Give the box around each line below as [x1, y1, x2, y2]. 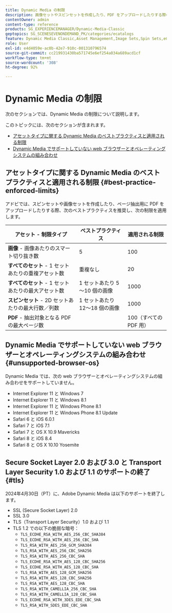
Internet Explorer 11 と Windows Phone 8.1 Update [12, 409, 118, 416]
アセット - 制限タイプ [14, 231, 68, 238]
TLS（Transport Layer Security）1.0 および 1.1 [12, 519, 109, 525]
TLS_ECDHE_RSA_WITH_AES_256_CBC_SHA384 [20, 532, 106, 537]
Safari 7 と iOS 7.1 [12, 422, 50, 429]
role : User [5, 41, 29, 46]
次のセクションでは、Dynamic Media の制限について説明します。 [5, 111, 142, 117]
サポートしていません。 [27, 379, 77, 386]
